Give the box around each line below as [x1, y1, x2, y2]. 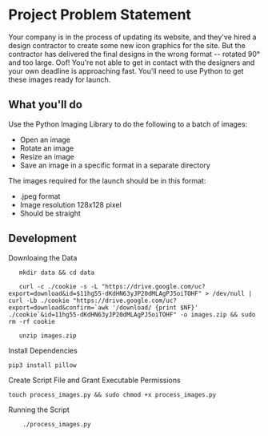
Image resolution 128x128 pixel [19, 200, 122, 209]
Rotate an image [19, 143, 74, 153]
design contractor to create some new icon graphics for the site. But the [8, 40, 246, 50]
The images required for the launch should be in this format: [8, 176, 206, 185]
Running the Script [8, 405, 70, 414]
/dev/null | [212, 289, 252, 297]
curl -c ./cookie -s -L [18, 282, 98, 290]
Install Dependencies [8, 345, 78, 355]
